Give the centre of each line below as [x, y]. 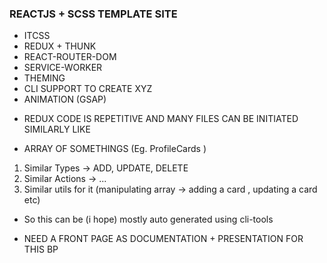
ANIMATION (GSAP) [65, 99]
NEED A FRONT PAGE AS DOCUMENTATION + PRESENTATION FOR [163, 239]
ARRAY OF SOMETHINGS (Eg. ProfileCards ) [115, 149]
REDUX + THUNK [60, 46]
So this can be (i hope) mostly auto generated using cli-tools [148, 219]
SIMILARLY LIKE [57, 129]
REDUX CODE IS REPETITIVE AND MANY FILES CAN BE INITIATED [161, 119]
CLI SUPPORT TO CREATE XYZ [88, 89]
